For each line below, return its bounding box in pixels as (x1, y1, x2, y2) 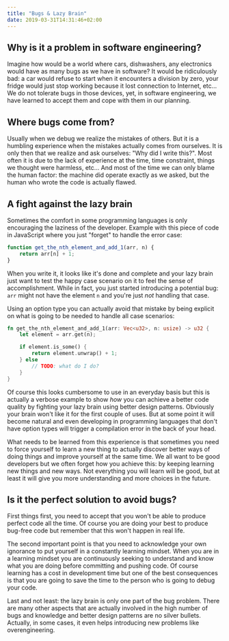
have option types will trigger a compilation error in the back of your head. (7, 424, 217, 433)
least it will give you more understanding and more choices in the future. (7, 474, 211, 482)
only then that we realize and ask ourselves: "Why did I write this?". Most (7, 149, 213, 158)
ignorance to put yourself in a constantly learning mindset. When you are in (7, 547, 219, 555)
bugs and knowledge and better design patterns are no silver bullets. (7, 612, 202, 620)
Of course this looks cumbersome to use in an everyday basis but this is (7, 388, 211, 396)
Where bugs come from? (7, 116, 115, 128)
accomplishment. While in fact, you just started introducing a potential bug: (7, 284, 219, 292)
